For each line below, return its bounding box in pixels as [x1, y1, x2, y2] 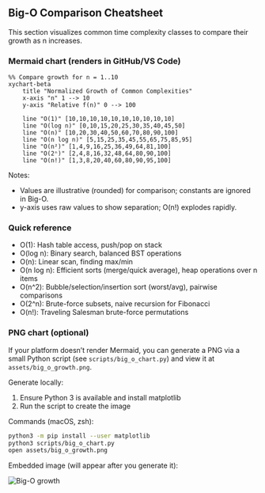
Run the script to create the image [19, 401, 131, 411]
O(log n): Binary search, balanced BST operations [19, 248, 182, 258]
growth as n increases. [8, 36, 83, 45]
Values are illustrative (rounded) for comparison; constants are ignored [19, 186, 252, 195]
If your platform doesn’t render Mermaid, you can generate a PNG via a [8, 345, 240, 355]
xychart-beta [8, 81, 51, 89]
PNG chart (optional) [8, 328, 89, 339]
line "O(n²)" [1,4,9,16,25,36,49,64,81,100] [22, 142, 172, 151]
